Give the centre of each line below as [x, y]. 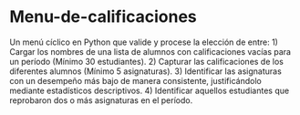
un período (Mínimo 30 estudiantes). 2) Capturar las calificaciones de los [147, 61]
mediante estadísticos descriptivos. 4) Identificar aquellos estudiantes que [150, 90]
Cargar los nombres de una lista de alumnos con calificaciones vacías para [150, 51]
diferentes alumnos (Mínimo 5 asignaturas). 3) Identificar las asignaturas [146, 71]
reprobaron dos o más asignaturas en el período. [101, 100]
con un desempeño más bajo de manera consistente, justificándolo [135, 80]
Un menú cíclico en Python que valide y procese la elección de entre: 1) [144, 42]
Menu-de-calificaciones [103, 17]
